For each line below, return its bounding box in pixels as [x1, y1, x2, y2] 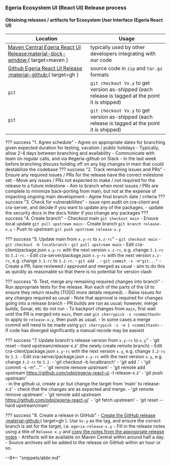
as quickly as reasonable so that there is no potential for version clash [5, 269, 152, 275]
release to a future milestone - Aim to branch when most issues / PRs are [5, 183, 159, 189]
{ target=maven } [27, 57, 69, 64]
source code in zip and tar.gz [90, 65, 163, 72]
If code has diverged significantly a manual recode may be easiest [5, 328, 145, 334]
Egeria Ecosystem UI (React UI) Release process [5, 4, 127, 11]
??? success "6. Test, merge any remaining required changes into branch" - [5, 278, 164, 285]
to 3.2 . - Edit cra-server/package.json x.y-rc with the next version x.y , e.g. [5, 354, 163, 360]
